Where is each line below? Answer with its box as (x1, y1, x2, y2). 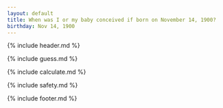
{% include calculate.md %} (7, 68, 86, 76)
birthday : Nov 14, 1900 (7, 23, 75, 29)
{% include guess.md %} (7, 55, 78, 63)
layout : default (7, 10, 54, 17)
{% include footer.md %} (7, 94, 78, 103)
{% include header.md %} (7, 42, 80, 50)
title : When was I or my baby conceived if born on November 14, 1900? (7, 16, 216, 23)
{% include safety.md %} (7, 81, 78, 90)
